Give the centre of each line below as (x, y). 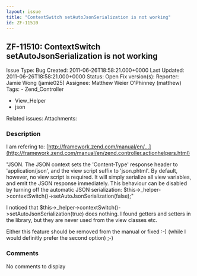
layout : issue (24, 12)
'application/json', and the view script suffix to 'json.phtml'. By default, (92, 171)
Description (23, 134)
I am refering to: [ (27, 147)
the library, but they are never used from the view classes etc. (82, 220)
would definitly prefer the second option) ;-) (60, 238)
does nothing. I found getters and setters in (138, 214)
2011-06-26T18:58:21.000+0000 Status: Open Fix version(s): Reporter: (93, 77)
